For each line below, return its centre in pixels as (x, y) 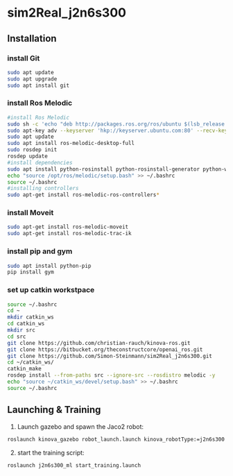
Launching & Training (54, 410)
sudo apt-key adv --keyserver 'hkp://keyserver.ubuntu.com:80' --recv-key (118, 130)
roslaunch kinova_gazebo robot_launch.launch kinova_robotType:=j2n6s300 (116, 439)
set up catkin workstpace (51, 290)
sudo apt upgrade (32, 79)
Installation (32, 39)
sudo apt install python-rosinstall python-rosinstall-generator (103, 169)
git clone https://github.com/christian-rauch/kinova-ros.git (99, 343)
